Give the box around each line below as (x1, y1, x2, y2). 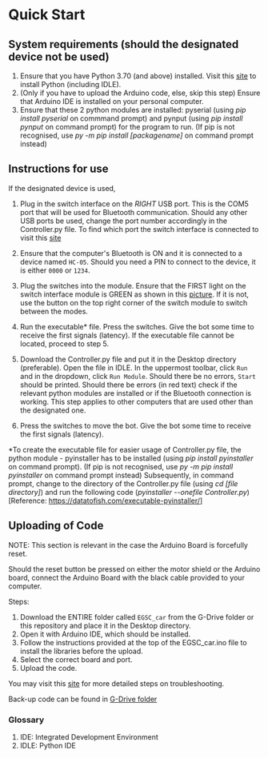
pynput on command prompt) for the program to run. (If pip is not (19, 122, 235, 131)
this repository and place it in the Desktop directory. (19, 620, 191, 630)
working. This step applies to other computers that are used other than (19, 397, 254, 406)
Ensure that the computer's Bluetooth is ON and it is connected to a (19, 248, 242, 257)
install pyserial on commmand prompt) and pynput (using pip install (19, 114, 243, 123)
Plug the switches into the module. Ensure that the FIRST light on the (19, 281, 246, 290)
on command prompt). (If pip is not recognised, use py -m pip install (8, 461, 234, 471)
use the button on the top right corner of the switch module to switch (19, 297, 248, 307)
